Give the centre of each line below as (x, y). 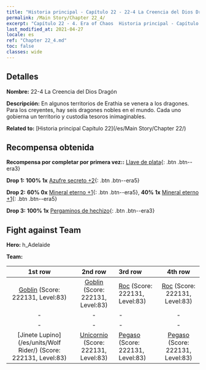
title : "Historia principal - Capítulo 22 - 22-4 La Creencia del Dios (100, 12)
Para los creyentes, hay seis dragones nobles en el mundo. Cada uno (94, 110)
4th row (179, 272)
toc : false (20, 47)
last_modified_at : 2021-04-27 (45, 29)
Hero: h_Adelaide (28, 245)
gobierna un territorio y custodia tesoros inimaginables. (76, 116)
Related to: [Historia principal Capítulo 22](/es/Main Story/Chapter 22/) (96, 128)
